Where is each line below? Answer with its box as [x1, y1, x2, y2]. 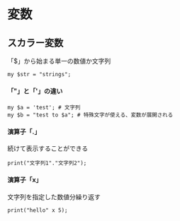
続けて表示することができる [7, 144, 89, 153]
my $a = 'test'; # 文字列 [7, 104, 81, 112]
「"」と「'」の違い [7, 86, 63, 95]
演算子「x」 [7, 176, 43, 184]
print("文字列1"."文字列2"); [7, 160, 87, 167]
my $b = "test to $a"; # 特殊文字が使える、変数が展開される [7, 112, 174, 119]
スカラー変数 [7, 37, 64, 49]
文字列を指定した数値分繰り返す [7, 192, 101, 201]
